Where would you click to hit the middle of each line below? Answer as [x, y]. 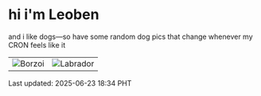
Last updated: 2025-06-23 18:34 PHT [70, 83]
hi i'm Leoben [54, 15]
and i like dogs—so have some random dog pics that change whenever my [130, 36]
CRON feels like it [37, 44]
